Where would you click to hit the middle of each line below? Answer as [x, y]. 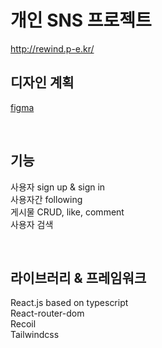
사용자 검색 [32, 224]
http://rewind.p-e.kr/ [52, 48]
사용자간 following [46, 199]
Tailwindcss [35, 335]
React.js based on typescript [69, 303]
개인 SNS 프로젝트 [81, 20]
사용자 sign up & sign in [58, 187]
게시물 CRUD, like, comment [67, 212]
